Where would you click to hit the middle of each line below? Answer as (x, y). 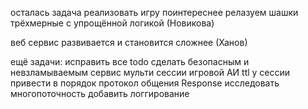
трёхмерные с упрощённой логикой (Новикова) (112, 23)
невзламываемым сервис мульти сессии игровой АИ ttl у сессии (150, 72)
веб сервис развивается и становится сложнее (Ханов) (129, 42)
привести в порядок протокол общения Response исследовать (145, 83)
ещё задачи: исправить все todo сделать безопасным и (130, 61)
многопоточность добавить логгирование (100, 93)
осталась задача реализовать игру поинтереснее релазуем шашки (154, 12)
